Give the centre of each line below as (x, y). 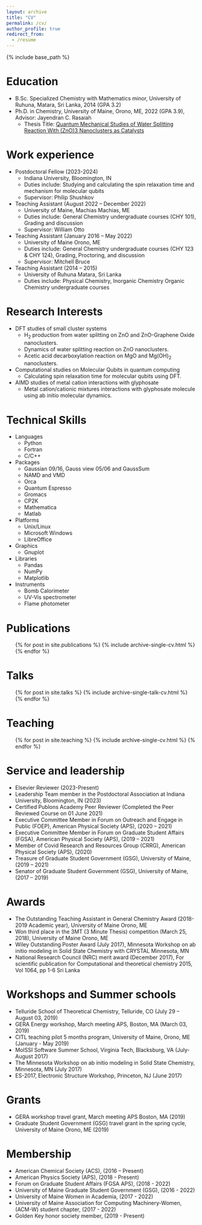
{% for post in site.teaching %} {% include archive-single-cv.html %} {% (105, 740)
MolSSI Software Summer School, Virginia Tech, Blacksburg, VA (94, 1050)
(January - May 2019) (42, 1043)
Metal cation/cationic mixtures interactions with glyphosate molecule (109, 389)
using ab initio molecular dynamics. (68, 395)
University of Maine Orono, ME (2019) (62, 1129)
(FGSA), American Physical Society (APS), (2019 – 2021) (85, 839)
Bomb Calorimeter (46, 591)
